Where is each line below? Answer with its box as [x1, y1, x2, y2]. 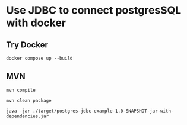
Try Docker [6, 40, 49, 50]
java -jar [6, 108, 31, 114]
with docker [6, 16, 66, 30]
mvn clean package [6, 97, 52, 104]
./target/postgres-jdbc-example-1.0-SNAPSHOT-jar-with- [32, 108, 174, 114]
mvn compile [6, 87, 36, 93]
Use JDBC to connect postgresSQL [6, 4, 182, 17]
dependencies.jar [6, 113, 49, 119]
